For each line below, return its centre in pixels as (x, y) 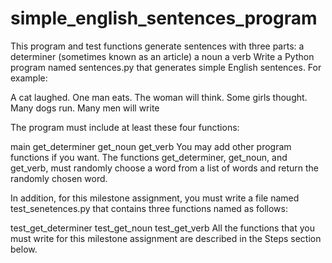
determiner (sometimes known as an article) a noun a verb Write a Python (162, 56)
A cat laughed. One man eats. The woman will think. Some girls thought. (159, 97)
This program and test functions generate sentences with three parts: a (157, 46)
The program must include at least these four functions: (125, 127)
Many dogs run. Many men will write (85, 108)
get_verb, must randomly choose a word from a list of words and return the (165, 168)
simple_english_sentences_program (164, 18)
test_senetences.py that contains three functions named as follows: (149, 208)
